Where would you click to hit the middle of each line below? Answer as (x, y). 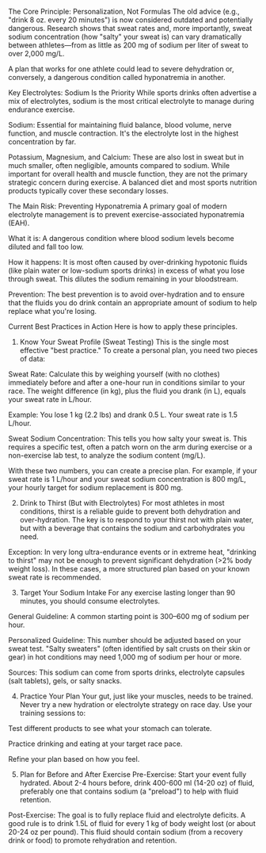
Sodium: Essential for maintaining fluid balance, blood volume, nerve (120, 125)
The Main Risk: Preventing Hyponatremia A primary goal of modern (118, 206)
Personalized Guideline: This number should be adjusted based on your (125, 640)
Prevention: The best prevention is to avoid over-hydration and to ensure (127, 294)
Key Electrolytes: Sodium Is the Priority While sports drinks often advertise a (133, 93)
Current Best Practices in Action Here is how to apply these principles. (123, 327)
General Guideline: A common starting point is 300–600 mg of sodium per (129, 616)
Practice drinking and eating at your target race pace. (95, 744)
